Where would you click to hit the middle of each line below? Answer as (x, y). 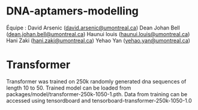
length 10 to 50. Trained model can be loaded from (69, 88)
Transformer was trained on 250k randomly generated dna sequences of (96, 81)
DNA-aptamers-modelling (73, 11)
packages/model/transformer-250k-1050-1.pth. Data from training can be (97, 94)
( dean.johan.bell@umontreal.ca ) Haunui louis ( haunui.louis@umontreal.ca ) (98, 34)
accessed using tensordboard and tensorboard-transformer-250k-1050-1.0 (99, 100)
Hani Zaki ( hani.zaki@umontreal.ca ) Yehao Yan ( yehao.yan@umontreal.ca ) (98, 40)
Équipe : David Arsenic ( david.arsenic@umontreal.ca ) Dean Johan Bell (93, 28)
